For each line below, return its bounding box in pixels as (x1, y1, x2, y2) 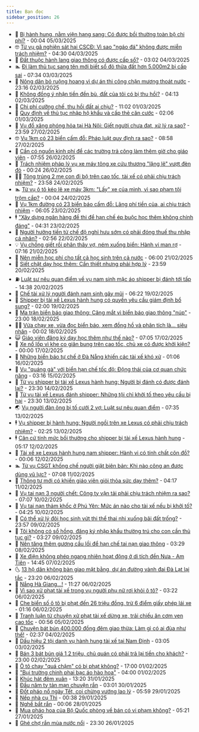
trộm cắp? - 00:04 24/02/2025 (14, 194, 91, 201)
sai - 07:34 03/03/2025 (14, 71, 72, 78)
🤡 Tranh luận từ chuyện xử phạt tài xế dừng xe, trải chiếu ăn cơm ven (14, 612, 184, 619)
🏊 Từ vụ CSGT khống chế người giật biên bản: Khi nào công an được (14, 462, 184, 469)
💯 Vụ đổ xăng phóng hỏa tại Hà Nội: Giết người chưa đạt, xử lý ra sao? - (14, 122, 190, 129)
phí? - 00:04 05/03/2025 (14, 37, 76, 44)
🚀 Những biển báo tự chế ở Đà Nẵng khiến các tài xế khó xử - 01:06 (14, 353, 180, 360)
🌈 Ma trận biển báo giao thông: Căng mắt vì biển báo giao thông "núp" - (14, 309, 191, 316)
